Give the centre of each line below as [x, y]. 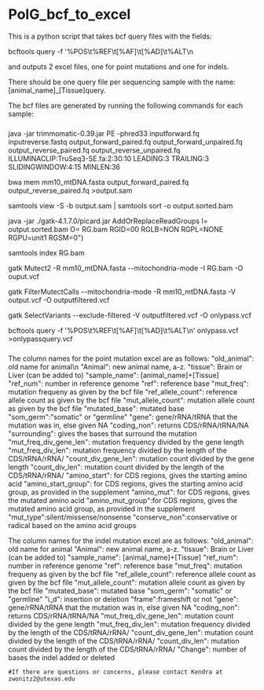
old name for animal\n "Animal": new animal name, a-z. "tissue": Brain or [125, 366]
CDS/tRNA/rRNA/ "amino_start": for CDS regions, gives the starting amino [128, 475]
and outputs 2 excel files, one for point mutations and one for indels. [119, 66]
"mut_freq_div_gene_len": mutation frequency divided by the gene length [126, 442]
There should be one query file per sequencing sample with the [111, 82]
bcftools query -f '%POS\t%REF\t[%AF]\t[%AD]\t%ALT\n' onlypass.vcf [123, 330]
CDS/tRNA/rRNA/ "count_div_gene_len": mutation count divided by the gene [131, 458]
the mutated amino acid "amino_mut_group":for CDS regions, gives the [123, 500]
